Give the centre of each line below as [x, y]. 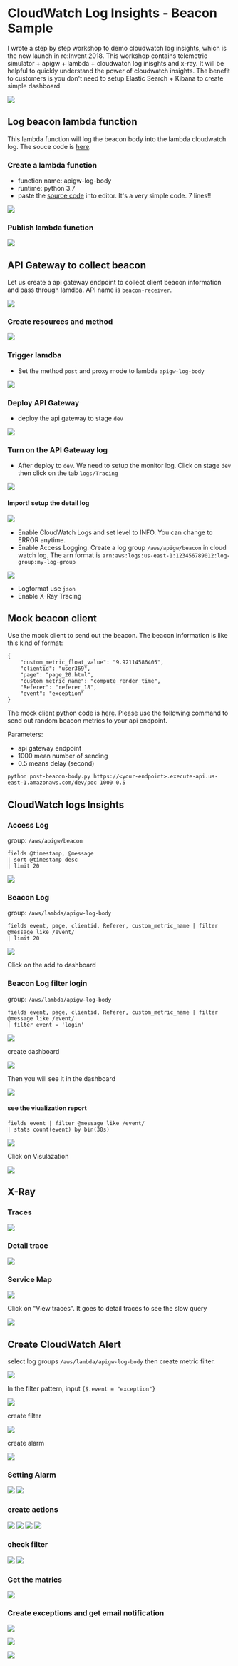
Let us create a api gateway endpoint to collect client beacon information [115, 283]
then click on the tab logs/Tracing [68, 473]
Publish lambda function [51, 228]
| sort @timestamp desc [43, 860]
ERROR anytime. [42, 539]
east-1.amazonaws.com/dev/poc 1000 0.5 [67, 783]
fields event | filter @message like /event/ [76, 1123]
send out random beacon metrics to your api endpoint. [87, 721]
